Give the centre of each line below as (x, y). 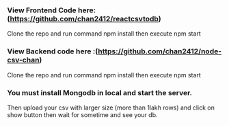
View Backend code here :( (53, 51)
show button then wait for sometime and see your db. (83, 114)
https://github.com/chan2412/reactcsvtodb (84, 18)
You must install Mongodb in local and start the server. (100, 92)
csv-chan (23, 60)
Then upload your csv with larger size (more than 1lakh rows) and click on (111, 108)
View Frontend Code (42, 10)
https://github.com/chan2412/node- (160, 51)
